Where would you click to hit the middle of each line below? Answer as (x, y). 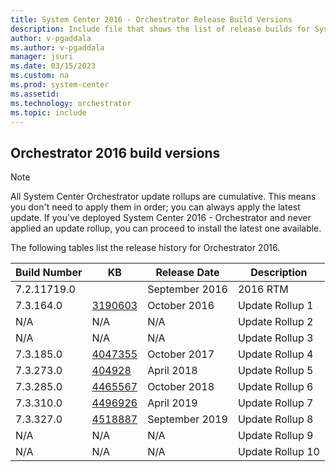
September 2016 (187, 289)
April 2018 (172, 371)
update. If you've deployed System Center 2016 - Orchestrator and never (161, 218)
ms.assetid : (35, 94)
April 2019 (172, 403)
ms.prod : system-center (60, 85)
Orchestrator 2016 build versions (115, 152)
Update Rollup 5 (275, 371)
